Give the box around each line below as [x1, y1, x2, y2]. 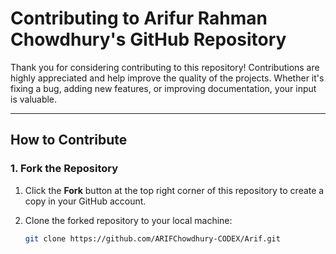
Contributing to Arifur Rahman [10, 7, 268, 30]
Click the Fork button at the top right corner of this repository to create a [24, 184, 325, 196]
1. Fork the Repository [10, 162, 119, 176]
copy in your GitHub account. [24, 195, 147, 207]
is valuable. [10, 93, 58, 105]
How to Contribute [10, 132, 128, 149]
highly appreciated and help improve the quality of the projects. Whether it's [10, 72, 325, 84]
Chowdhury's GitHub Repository [10, 28, 287, 51]
